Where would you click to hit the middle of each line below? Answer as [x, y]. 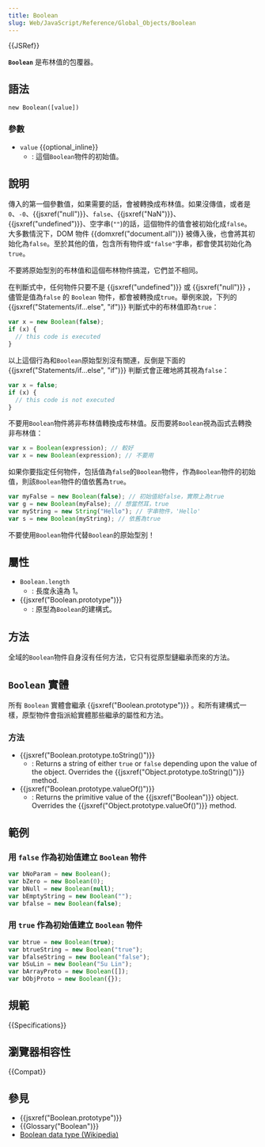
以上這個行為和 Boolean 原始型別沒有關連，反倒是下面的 [97, 360]
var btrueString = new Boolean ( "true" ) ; [76, 950]
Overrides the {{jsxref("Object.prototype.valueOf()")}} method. [134, 806]
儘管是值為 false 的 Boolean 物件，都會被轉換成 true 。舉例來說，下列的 [123, 297]
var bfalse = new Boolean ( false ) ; [65, 903]
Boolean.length [45, 583]
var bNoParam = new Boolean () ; [60, 874]
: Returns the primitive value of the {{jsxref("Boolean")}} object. [135, 797]
